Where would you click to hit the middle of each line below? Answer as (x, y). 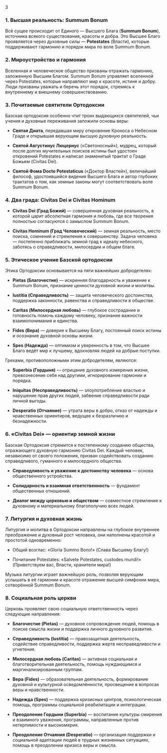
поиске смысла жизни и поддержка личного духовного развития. (83, 629)
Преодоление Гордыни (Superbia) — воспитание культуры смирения (87, 715)
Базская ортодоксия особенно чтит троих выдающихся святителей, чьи (82, 115)
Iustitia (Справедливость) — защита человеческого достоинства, (83, 295)
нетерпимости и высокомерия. (45, 725)
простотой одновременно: (33, 540)
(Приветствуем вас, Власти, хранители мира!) (62, 565)
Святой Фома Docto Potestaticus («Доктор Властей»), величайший (84, 171)
